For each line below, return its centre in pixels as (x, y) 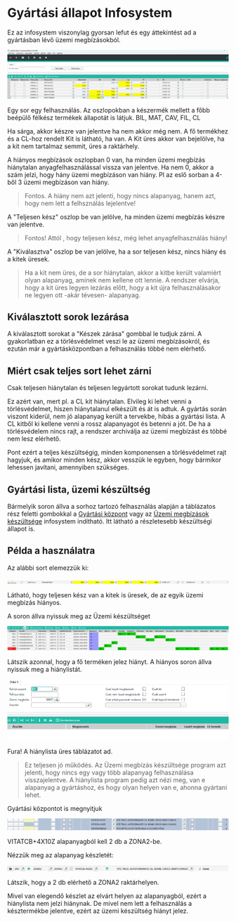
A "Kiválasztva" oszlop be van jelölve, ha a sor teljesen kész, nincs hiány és (117, 252)
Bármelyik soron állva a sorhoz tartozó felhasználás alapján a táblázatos (112, 507)
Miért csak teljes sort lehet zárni (79, 371)
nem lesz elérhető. (34, 439)
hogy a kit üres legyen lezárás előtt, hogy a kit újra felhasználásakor (123, 287)
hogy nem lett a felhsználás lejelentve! (80, 203)
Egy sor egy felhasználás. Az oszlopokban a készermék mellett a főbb (109, 110)
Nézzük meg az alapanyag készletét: (60, 855)
